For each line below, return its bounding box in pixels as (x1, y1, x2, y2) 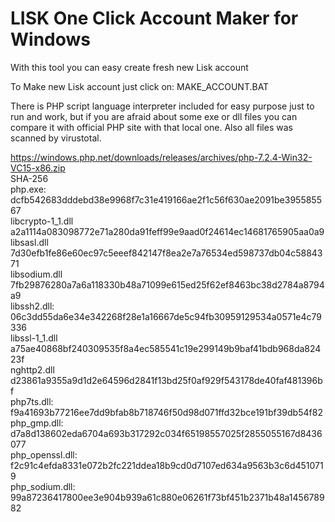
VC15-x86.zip (10, 162, 66, 174)
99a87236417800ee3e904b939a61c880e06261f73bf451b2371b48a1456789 (10, 491, 325, 503)
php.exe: (10, 183, 47, 195)
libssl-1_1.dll (10, 332, 58, 344)
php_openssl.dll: (10, 448, 78, 461)
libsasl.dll (10, 236, 49, 248)
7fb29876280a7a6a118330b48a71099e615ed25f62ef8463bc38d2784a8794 (10, 278, 325, 291)
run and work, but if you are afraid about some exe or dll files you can (10, 110, 298, 122)
